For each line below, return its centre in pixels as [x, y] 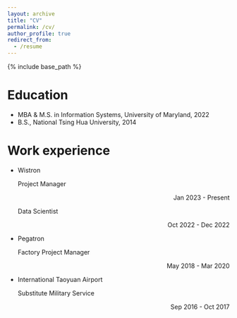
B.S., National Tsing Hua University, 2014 [77, 122]
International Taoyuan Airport [60, 279]
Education [38, 95]
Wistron [29, 170]
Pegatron [31, 238]
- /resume [28, 47]
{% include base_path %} [44, 67]
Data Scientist [38, 211]
